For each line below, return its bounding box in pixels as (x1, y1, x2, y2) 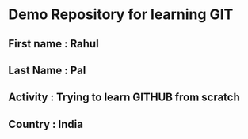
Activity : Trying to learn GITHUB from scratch (8, 91, 240, 104)
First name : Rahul (8, 37, 99, 51)
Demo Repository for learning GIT (8, 6, 234, 24)
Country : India (8, 117, 83, 131)
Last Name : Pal (8, 63, 86, 77)
